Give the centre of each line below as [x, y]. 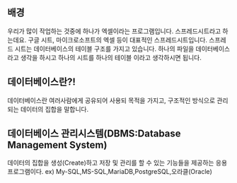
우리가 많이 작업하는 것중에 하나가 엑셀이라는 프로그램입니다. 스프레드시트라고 [114, 31]
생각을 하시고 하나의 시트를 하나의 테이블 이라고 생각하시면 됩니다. [111, 57]
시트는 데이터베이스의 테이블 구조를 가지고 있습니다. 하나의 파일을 [104, 49]
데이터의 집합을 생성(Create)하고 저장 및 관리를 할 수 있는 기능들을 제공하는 [111, 163]
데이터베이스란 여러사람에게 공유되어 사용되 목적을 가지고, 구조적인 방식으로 [111, 100]
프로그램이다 [25, 172]
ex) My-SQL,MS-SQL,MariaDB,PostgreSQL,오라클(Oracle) [128, 172]
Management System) [57, 145]
